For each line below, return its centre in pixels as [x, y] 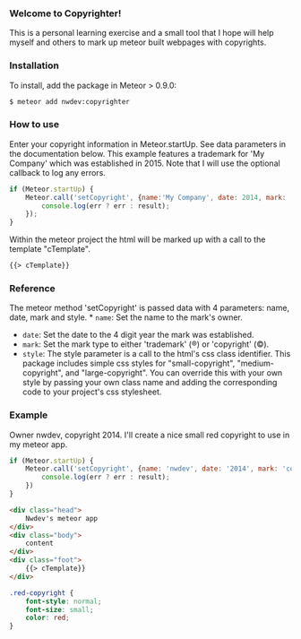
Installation [34, 65]
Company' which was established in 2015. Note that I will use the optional [145, 163]
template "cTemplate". [50, 249]
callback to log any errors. [57, 172]
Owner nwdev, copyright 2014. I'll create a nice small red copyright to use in [150, 435]
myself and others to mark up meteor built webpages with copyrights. [138, 42]
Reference [32, 288]
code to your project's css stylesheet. [92, 392]
